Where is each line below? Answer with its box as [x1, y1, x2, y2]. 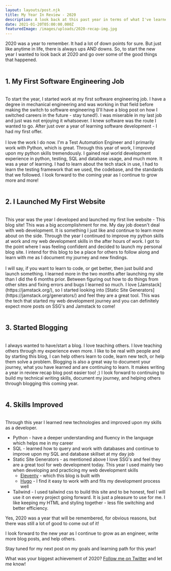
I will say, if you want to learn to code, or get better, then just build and [5, 265, 153, 271]
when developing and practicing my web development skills [12, 467, 138, 474]
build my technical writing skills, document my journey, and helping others [5, 375, 161, 381]
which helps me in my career [12, 440, 74, 446]
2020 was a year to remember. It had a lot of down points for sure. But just [5, 40, 162, 46]
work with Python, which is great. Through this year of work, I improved [5, 144, 156, 151]
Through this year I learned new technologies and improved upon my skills [5, 419, 162, 426]
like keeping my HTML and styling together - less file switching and [12, 500, 154, 506]
